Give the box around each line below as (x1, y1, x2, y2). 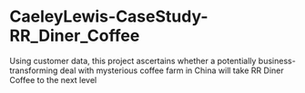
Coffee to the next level (9, 74, 97, 85)
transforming (9, 65, 58, 76)
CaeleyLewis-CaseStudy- (9, 6, 208, 27)
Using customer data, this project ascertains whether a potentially (9, 55, 257, 66)
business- (258, 55, 296, 66)
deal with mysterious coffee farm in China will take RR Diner (59, 65, 284, 76)
